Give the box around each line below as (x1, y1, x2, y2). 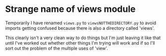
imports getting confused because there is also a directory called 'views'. (5, 25, 155, 31)
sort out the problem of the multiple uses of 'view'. (5, 45, 108, 51)
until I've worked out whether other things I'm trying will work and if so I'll (5, 40, 155, 46)
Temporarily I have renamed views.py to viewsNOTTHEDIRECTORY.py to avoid (5, 20, 157, 26)
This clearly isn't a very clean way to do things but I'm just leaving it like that (5, 35, 161, 41)
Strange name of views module (5, 3, 136, 15)
